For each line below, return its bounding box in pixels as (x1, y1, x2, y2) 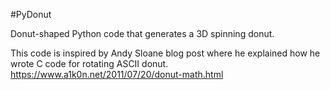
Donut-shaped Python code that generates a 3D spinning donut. (10, 28, 275, 39)
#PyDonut (10, 9, 52, 20)
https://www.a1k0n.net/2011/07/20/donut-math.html (10, 69, 224, 80)
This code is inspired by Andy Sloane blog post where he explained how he (10, 47, 321, 59)
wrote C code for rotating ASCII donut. (10, 58, 169, 69)
